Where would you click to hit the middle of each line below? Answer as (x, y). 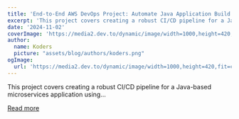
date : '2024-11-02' (36, 27)
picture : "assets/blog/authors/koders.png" (79, 54)
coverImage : (25, 34)
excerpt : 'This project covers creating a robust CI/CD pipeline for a (116, 21)
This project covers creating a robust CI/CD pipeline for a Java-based (110, 86)
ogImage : (20, 60)
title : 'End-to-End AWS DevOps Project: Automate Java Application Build (119, 14)
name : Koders (33, 47)
